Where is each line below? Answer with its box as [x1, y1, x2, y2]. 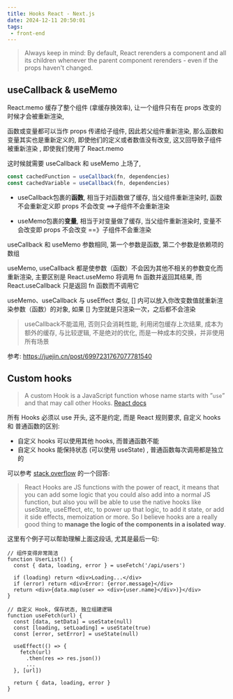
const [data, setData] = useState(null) [13, 618, 133, 625]
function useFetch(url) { [7, 612, 82, 619]
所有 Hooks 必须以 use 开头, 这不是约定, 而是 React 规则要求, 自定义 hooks [7, 413, 221, 421]
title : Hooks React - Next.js [7, 10, 96, 17]
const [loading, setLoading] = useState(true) [13, 624, 151, 631]
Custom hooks [7, 373, 72, 385]
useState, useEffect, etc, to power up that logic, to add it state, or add [24, 505, 225, 513]
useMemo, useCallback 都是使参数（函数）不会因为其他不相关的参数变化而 [7, 263, 223, 272]
